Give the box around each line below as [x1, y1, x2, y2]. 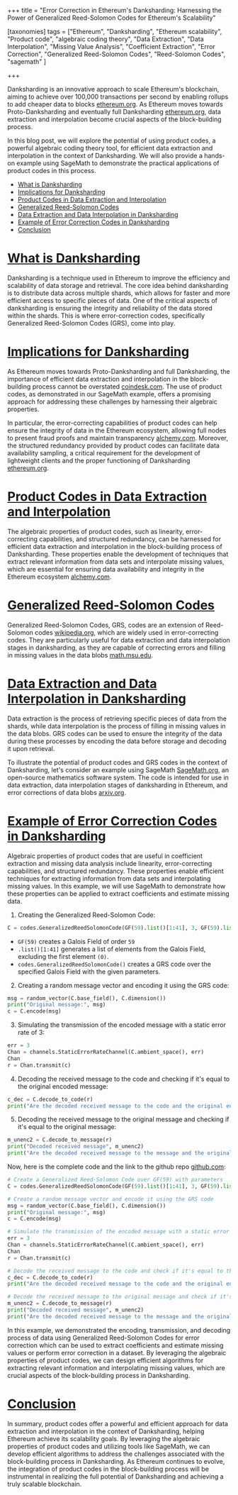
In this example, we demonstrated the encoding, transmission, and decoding [7, 1326, 231, 1334]
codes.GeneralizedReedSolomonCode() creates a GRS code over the [17, 960, 211, 968]
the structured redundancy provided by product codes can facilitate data [7, 441, 220, 450]
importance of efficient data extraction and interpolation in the [7, 374, 189, 383]
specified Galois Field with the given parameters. [17, 967, 161, 976]
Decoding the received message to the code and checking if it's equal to [17, 1074, 230, 1083]
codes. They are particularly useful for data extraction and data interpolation [7, 635, 230, 644]
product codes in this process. [7, 167, 96, 174]
